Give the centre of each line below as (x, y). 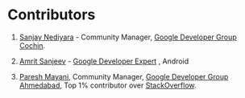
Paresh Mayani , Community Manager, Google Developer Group (124, 76)
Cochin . (32, 45)
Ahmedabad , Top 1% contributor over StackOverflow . (108, 85)
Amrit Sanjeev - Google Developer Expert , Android (104, 61)
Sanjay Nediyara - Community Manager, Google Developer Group (128, 37)
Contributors (52, 15)
